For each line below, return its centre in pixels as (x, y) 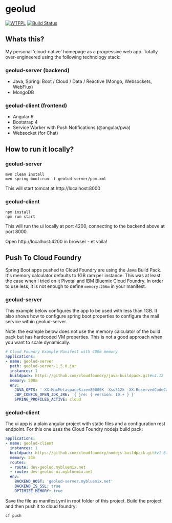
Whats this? (25, 39)
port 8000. (17, 232)
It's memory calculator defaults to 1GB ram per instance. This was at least (83, 276)
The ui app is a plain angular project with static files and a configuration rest (85, 424)
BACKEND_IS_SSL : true (37, 486)
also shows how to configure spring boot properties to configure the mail (82, 316)
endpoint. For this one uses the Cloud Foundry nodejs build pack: (74, 429)
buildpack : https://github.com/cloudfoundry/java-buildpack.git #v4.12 (87, 375)
